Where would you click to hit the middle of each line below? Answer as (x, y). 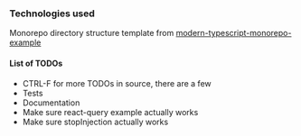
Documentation (51, 103)
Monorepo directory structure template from (92, 33)
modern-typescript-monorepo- (234, 33)
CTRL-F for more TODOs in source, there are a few (117, 83)
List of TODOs (36, 63)
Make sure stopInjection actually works (95, 122)
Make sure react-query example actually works (110, 112)
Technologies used (52, 14)
